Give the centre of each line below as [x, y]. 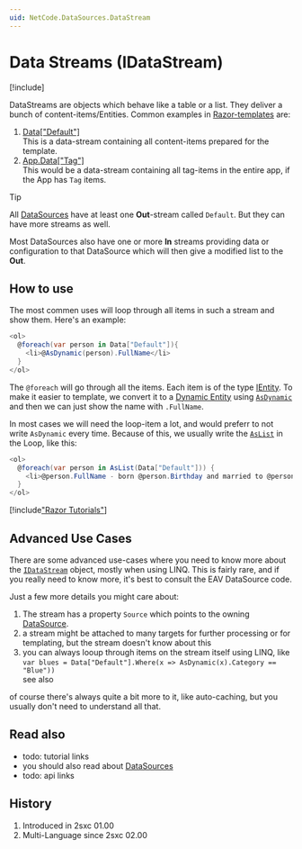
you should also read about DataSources [98, 765]
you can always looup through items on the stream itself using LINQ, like [156, 652]
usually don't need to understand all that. [85, 706]
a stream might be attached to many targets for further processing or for [156, 633]
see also [38, 679]
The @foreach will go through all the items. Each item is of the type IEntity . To [151, 387]
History [31, 804]
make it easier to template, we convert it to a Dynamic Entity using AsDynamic [151, 396]
